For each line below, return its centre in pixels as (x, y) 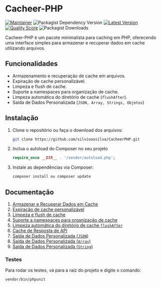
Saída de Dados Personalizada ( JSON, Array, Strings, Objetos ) (78, 102)
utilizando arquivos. (25, 48)
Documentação (29, 192)
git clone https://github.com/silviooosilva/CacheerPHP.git (76, 139)
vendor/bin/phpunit (25, 280)
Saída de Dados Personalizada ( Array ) (52, 241)
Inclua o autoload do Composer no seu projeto (60, 149)
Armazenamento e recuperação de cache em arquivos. (69, 76)
